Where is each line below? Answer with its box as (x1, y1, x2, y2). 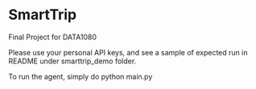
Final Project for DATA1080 (8, 32, 97, 42)
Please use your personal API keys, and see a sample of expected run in (8, 47, 248, 57)
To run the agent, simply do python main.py (8, 71, 153, 81)
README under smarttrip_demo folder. (8, 56, 137, 66)
